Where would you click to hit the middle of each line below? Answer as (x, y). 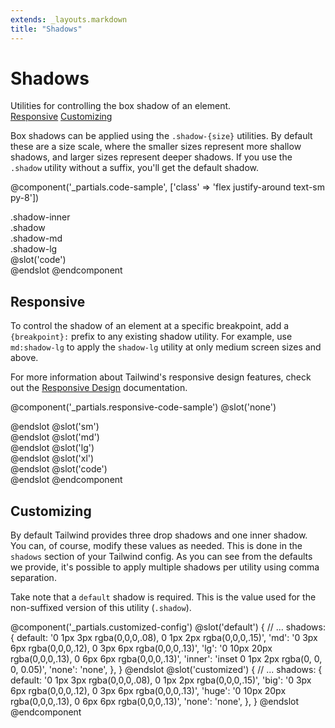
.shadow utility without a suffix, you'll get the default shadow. (134, 168)
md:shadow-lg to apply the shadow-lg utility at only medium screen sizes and (166, 347)
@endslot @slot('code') (59, 469)
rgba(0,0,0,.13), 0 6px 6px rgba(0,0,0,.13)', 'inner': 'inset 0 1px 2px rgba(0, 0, (166, 659)
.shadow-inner (40, 217)
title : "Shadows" (46, 29)
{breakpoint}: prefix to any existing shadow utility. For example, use (151, 337)
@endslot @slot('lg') (52, 448)
